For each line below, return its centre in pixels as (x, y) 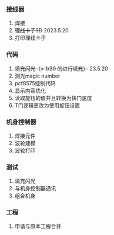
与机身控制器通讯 (35, 189)
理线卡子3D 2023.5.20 (41, 31)
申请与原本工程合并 (38, 226)
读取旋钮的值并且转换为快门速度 (53, 98)
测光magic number (37, 76)
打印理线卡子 (30, 38)
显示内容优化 (30, 90)
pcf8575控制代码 (35, 83)
